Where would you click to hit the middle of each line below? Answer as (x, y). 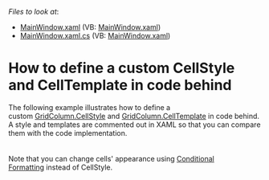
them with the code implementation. (68, 133)
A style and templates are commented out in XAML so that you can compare (134, 125)
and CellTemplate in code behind (120, 86)
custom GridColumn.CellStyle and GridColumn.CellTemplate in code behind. (134, 116)
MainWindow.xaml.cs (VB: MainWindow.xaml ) (95, 36)
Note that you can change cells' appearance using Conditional (111, 158)
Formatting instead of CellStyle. (61, 167)
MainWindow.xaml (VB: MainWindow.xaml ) (90, 27)
